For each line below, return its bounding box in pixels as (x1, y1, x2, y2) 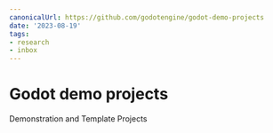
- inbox (9, 46, 38, 55)
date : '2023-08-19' (9, 21, 82, 30)
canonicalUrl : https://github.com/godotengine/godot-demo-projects (9, 12, 265, 22)
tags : (9, 29, 29, 38)
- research (9, 37, 50, 47)
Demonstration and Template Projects (9, 113, 149, 124)
